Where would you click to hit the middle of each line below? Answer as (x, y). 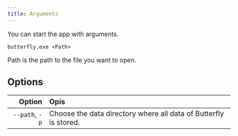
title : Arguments (33, 14)
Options (25, 82)
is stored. (64, 123)
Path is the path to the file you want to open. (72, 60)
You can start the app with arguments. (63, 34)
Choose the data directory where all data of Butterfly (137, 113)
